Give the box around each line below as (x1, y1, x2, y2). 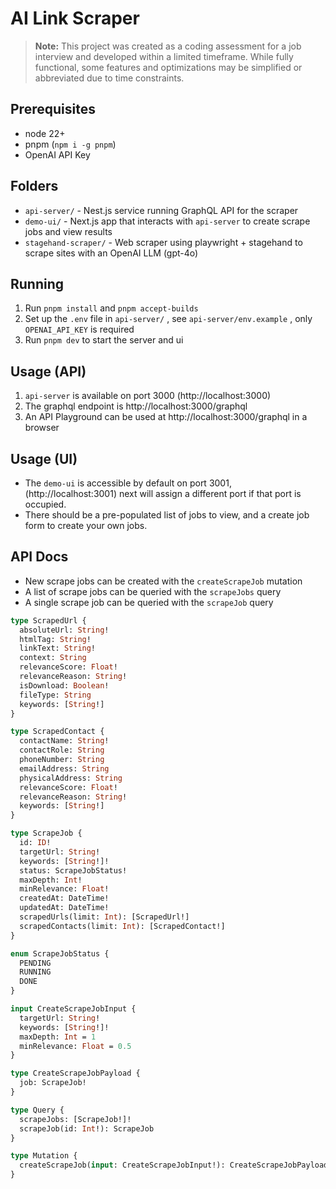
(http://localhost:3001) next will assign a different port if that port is (24, 488, 302, 499)
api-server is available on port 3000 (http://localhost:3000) (24, 390, 272, 402)
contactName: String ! (19, 736, 110, 746)
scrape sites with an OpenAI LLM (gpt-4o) (24, 247, 199, 259)
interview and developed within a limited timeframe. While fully (34, 50, 294, 62)
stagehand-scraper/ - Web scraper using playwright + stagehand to (24, 236, 303, 248)
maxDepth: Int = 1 (19, 1032, 97, 1042)
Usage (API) (10, 363, 87, 380)
